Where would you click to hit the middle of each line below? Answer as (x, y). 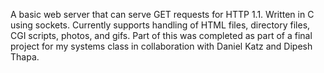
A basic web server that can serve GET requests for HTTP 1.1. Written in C (162, 14)
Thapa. (25, 57)
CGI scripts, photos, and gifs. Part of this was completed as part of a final (161, 35)
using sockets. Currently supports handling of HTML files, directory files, (160, 25)
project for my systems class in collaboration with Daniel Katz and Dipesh (161, 46)
